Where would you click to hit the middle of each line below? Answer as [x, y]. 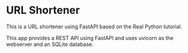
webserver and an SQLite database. [50, 44]
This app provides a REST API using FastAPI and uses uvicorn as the [90, 38]
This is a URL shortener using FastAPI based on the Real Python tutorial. [94, 26]
